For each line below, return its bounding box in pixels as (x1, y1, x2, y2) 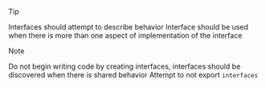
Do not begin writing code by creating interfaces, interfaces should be (8, 61, 241, 71)
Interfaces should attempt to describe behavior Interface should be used (8, 22, 249, 31)
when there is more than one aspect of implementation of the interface (8, 31, 243, 40)
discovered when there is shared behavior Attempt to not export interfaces (8, 70, 259, 79)
